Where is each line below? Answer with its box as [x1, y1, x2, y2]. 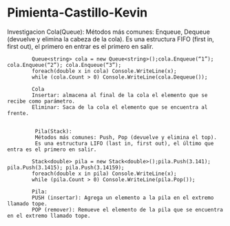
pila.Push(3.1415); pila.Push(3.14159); [7, 164, 125, 171]
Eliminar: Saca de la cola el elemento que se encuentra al [32, 103, 208, 111]
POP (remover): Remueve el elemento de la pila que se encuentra [32, 206, 224, 213]
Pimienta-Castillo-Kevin [7, 5, 148, 21]
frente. [7, 110, 30, 116]
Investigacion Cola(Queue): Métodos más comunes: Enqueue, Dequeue [7, 28, 210, 36]
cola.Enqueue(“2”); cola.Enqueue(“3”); [7, 61, 122, 68]
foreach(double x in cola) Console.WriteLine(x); [32, 68, 177, 74]
